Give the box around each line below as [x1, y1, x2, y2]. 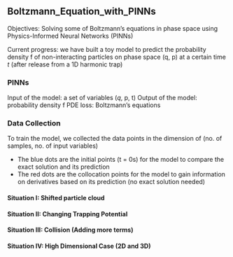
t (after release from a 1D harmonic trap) [7, 60, 123, 69]
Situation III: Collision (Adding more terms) [7, 225, 134, 234]
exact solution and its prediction [17, 162, 110, 171]
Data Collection [7, 118, 61, 128]
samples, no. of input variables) [7, 141, 99, 150]
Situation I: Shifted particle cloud [7, 194, 105, 202]
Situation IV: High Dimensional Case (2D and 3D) [7, 242, 151, 250]
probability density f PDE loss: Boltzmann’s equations [7, 101, 161, 109]
